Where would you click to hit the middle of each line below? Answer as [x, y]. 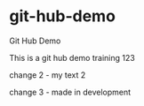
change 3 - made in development [70, 92]
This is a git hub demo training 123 [72, 57]
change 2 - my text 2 [48, 75]
